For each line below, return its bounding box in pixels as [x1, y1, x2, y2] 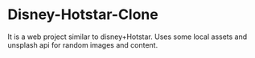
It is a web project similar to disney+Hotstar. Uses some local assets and [7, 32, 248, 41]
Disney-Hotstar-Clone [7, 6, 158, 24]
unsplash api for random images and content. [7, 40, 158, 49]
